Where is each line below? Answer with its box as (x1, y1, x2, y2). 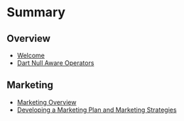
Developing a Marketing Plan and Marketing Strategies (16, 105, 177, 114)
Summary (6, 4, 65, 21)
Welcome (16, 51, 45, 59)
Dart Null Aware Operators (16, 59, 94, 67)
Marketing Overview (16, 98, 77, 106)
